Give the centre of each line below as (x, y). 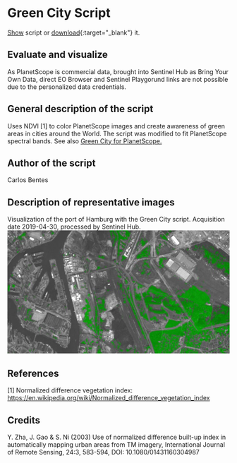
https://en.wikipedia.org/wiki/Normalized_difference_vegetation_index (109, 398)
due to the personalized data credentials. (67, 87)
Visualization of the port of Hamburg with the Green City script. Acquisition (116, 220)
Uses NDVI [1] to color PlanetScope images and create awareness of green (116, 126)
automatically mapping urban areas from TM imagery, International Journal (116, 444)
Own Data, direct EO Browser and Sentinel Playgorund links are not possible (118, 79)
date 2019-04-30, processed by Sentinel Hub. (74, 227)
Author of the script (51, 163)
